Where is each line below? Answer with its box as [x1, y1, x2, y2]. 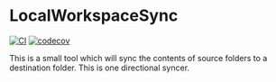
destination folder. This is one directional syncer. [9, 62, 190, 73]
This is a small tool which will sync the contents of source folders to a [9, 52, 268, 63]
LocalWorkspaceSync [9, 5, 179, 26]
